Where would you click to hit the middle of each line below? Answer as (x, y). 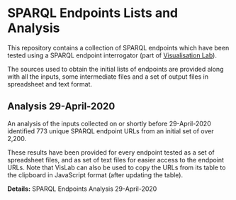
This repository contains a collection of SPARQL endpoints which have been (118, 48)
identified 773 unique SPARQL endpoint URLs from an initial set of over (111, 131)
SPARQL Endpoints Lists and (93, 13)
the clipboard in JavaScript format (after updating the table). (95, 174)
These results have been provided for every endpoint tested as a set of (111, 152)
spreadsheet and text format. (50, 84)
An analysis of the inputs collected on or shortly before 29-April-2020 (109, 123)
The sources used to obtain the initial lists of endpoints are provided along (116, 69)
